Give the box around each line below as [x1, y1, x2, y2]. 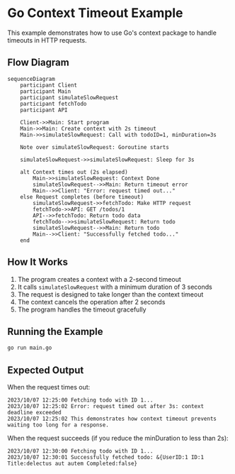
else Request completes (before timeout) [20, 193, 144, 200]
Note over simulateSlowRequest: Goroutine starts [20, 143, 170, 150]
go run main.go [7, 344, 52, 352]
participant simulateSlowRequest [20, 94, 119, 101]
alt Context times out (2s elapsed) [20, 168, 129, 175]
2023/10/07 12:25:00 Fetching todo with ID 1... [7, 397, 154, 404]
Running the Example [7, 325, 104, 338]
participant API [20, 106, 69, 114]
